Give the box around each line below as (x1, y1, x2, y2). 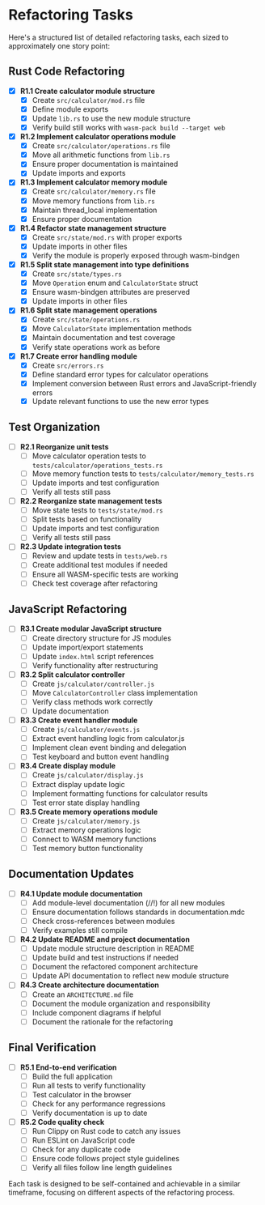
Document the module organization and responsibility (32, 998, 211, 1008)
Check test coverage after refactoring (32, 578, 158, 588)
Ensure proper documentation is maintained (32, 160, 179, 169)
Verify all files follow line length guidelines (32, 1163, 172, 1173)
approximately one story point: (8, 40, 111, 50)
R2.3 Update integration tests (19, 542, 122, 551)
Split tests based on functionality (32, 514, 142, 524)
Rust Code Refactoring (8, 65, 125, 79)
